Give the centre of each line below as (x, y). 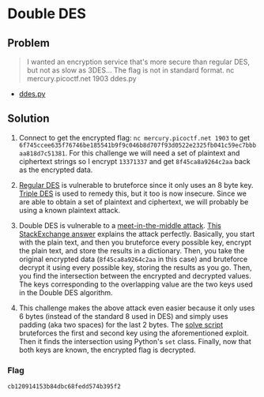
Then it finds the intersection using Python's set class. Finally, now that (135, 341)
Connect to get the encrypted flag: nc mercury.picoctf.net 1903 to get (134, 137)
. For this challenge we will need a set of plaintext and (153, 153)
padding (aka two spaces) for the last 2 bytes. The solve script (121, 324)
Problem (29, 43)
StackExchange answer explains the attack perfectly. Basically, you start (137, 234)
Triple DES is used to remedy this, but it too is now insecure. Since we (132, 193)
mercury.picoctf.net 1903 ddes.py (81, 79)
